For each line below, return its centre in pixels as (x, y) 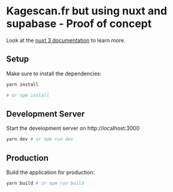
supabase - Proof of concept (79, 24)
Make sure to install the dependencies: (54, 74)
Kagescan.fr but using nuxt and (87, 11)
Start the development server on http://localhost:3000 (73, 128)
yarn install (22, 84)
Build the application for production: (50, 172)
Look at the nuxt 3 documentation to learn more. (66, 40)
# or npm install (28, 95)
